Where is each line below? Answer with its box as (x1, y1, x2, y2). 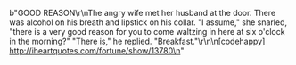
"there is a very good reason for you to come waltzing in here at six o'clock (9, 27, 285, 37)
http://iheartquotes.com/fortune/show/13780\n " (9, 45, 185, 56)
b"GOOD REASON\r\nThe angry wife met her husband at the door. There (9, 8, 276, 18)
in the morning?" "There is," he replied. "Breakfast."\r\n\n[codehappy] (9, 36, 266, 46)
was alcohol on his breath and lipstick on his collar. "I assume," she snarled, (9, 17, 288, 28)
